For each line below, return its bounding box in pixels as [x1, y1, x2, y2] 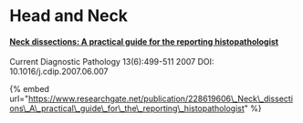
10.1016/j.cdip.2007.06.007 [9, 66, 109, 77]
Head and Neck [9, 5, 129, 26]
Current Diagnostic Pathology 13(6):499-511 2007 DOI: [9, 56, 214, 67]
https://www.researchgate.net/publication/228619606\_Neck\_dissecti [27, 93, 294, 105]
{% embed [9, 84, 50, 95]
